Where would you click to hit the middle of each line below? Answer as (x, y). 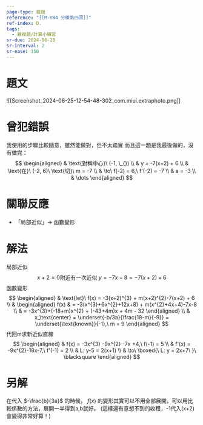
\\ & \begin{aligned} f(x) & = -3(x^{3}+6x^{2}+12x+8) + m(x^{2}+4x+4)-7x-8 (102, 304)
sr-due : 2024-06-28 (31, 40)
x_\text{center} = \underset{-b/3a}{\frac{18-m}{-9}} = (102, 317)
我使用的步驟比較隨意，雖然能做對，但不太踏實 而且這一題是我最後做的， (97, 145)
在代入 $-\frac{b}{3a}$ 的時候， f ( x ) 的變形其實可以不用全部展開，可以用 (97, 401)
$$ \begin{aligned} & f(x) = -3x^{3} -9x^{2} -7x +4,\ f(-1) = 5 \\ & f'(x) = (102, 344)
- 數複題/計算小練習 (34, 35)
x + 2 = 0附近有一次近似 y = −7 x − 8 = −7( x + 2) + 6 (102, 277)
